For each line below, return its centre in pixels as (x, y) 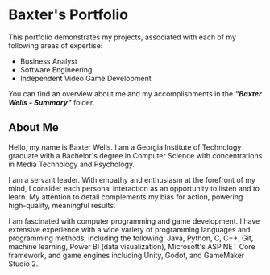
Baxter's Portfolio (69, 15)
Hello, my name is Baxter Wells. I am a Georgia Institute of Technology (125, 147)
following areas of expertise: (56, 45)
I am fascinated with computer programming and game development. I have (134, 221)
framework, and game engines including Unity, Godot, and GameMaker (127, 255)
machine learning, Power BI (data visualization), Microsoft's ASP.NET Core (132, 246)
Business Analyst (49, 61)
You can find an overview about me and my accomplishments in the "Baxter (135, 93)
